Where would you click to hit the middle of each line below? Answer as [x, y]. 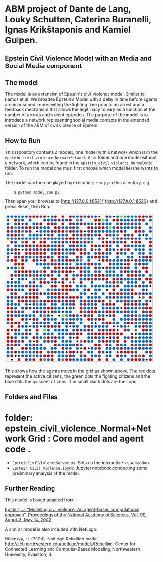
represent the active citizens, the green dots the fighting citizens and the [78, 376]
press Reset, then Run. [28, 207]
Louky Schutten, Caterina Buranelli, [78, 19]
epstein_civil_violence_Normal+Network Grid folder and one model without [81, 158]
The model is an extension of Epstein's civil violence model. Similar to [75, 94]
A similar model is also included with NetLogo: [51, 529]
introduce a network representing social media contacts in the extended [77, 120]
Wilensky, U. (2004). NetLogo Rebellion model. [52, 539]
